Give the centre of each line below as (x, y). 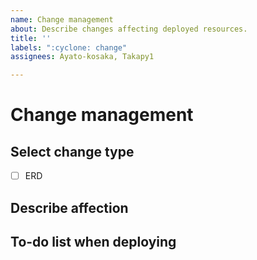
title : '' (31, 38)
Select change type (72, 151)
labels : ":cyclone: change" (69, 47)
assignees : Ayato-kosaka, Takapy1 (82, 57)
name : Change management (62, 19)
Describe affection (69, 207)
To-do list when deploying (93, 241)
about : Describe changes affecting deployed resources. (129, 29)
